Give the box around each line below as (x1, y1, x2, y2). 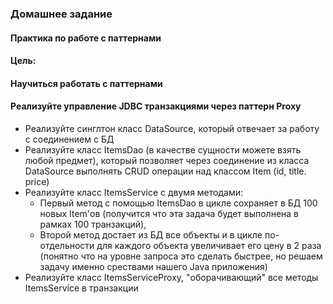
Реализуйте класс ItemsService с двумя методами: (24, 186, 243, 198)
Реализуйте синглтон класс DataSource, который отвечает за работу (24, 122, 320, 134)
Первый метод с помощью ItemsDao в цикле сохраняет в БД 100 (39, 197, 318, 209)
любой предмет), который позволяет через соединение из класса (24, 154, 310, 166)
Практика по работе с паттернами (10, 32, 162, 44)
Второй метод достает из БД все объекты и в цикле (39, 228, 263, 241)
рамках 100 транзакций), (39, 218, 147, 230)
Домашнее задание (10, 7, 113, 21)
